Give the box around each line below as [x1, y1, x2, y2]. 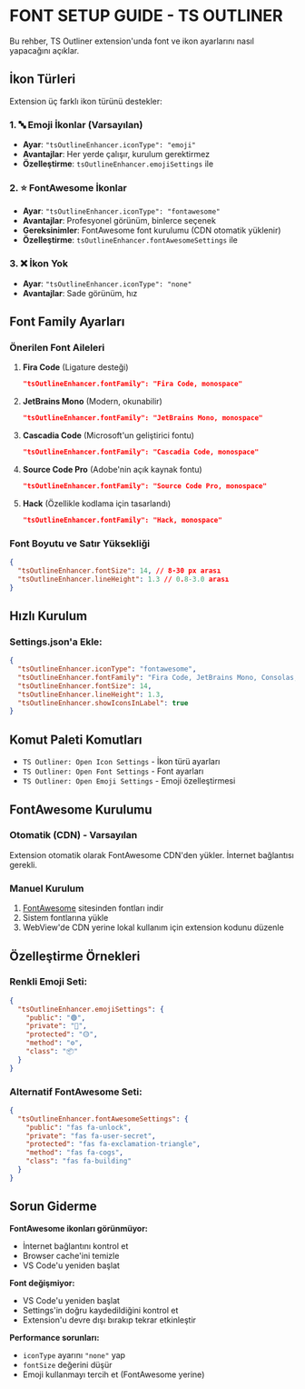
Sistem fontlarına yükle [22, 913, 109, 924]
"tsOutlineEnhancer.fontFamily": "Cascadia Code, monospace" [22, 447, 260, 457]
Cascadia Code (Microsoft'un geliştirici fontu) [22, 430, 195, 441]
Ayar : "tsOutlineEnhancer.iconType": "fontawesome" [22, 205, 221, 216]
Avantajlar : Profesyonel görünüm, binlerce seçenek [22, 215, 216, 226]
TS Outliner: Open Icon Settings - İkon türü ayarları [22, 756, 221, 767]
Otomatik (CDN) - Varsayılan [9, 829, 138, 842]
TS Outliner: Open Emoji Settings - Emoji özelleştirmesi [22, 775, 236, 786]
